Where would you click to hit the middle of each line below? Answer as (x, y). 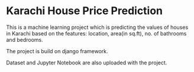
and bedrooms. (25, 40)
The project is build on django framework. (57, 51)
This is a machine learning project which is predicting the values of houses (97, 27)
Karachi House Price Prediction (85, 11)
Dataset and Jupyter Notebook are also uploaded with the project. (87, 63)
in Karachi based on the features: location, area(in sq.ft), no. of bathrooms (96, 33)
